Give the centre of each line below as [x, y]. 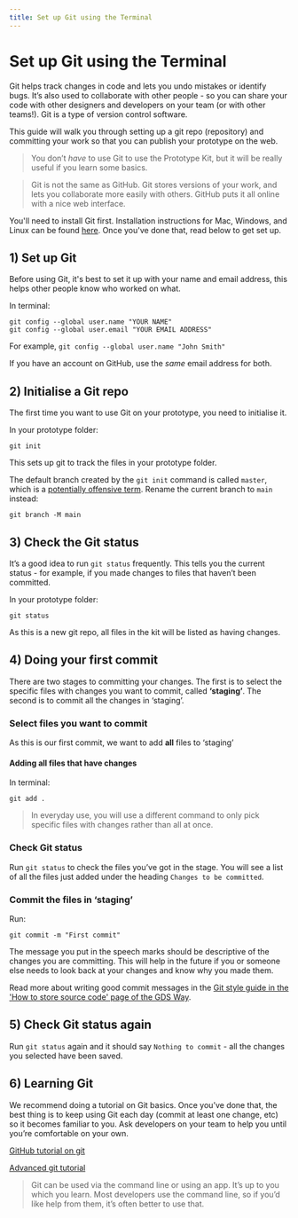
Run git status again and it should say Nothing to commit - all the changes [147, 1046]
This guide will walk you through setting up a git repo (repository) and [137, 131]
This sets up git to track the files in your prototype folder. [113, 463]
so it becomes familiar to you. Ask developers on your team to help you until [148, 1124]
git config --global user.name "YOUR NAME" [91, 322]
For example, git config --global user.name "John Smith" [118, 346]
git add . [27, 799]
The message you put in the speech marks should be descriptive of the [140, 951]
